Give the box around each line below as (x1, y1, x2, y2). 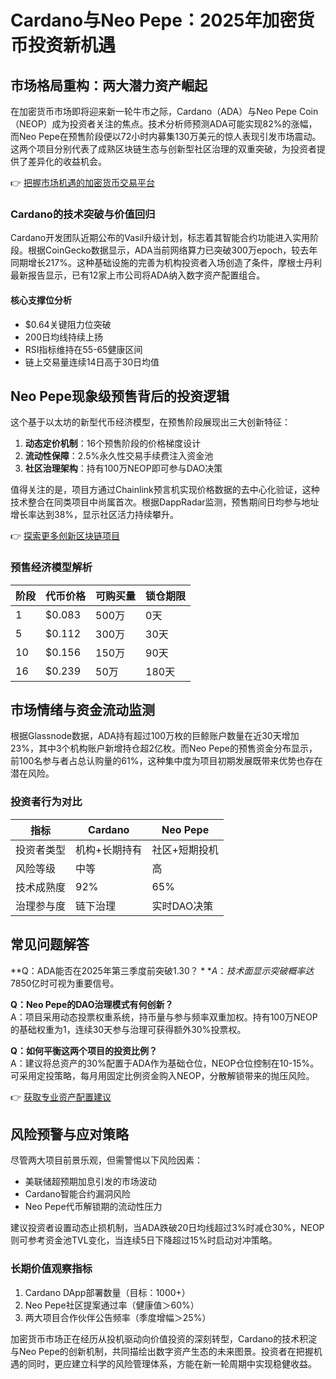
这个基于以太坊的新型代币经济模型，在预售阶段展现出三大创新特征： (10, 416, 291, 428)
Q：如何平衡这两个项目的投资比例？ (10, 1044, 158, 1056)
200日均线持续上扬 (24, 331, 103, 343)
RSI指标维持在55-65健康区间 (24, 343, 143, 355)
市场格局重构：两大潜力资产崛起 (10, 77, 208, 94)
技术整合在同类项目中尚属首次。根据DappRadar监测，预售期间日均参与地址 (10, 496, 320, 508)
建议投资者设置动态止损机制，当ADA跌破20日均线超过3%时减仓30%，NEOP (10, 1222, 325, 1234)
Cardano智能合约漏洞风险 (24, 1188, 132, 1200)
